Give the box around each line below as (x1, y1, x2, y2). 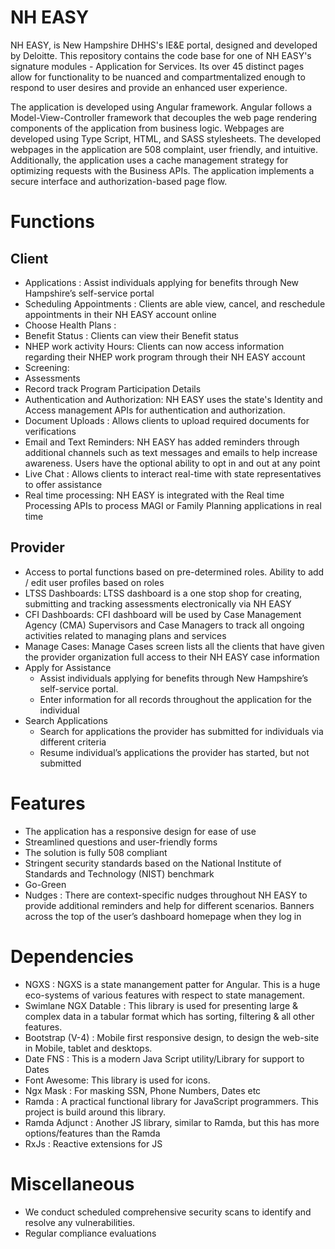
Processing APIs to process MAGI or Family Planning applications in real (24, 499, 322, 511)
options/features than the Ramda (24, 1127, 161, 1139)
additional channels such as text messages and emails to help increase (24, 446, 318, 458)
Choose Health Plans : (24, 319, 117, 331)
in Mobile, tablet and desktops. (24, 1042, 153, 1054)
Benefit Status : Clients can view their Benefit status (24, 329, 239, 341)
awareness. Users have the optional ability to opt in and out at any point (24, 457, 321, 469)
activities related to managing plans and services (24, 629, 227, 641)
